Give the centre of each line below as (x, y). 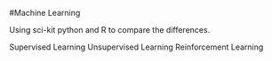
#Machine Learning (45, 13)
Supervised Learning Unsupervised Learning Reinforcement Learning (136, 47)
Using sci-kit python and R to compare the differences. (110, 30)
